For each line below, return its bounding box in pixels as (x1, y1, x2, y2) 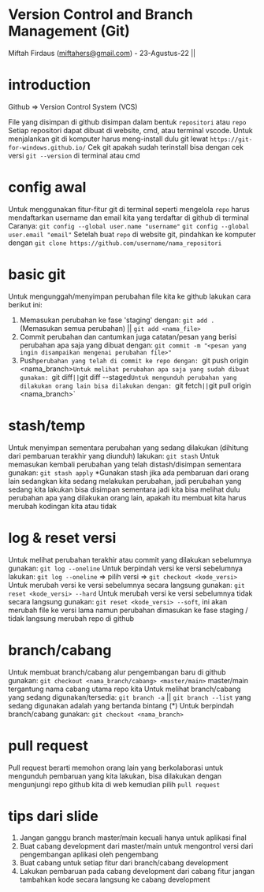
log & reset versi (8, 529, 117, 547)
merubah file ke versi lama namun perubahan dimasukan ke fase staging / (8, 605, 248, 615)
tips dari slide (8, 807, 99, 825)
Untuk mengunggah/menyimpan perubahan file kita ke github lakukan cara (8, 292, 251, 301)
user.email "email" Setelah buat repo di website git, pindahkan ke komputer (8, 229, 256, 239)
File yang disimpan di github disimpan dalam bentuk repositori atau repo (8, 117, 247, 127)
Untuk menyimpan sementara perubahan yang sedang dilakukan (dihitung (8, 443, 249, 452)
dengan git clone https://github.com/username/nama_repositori (8, 238, 222, 247)
